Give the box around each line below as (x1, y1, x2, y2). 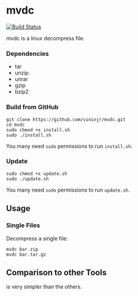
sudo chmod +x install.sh (6, 127, 70, 133)
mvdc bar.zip (6, 246, 38, 252)
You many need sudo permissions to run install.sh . (6, 142, 133, 149)
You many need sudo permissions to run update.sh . (6, 186, 130, 193)
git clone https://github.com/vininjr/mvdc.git (6, 116, 126, 122)
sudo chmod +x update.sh (6, 170, 68, 177)
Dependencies (6, 49, 49, 58)
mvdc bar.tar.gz (6, 252, 46, 257)
